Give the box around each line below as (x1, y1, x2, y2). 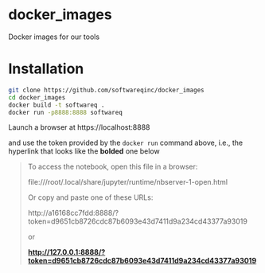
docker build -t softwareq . (8, 101, 105, 109)
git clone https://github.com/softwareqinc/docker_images (8, 86, 205, 94)
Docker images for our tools (8, 32, 100, 41)
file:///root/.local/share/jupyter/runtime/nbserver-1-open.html (27, 177, 228, 187)
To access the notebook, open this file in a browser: (27, 162, 198, 172)
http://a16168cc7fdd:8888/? (27, 209, 119, 218)
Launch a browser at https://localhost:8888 (8, 123, 150, 132)
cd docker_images (8, 93, 66, 101)
